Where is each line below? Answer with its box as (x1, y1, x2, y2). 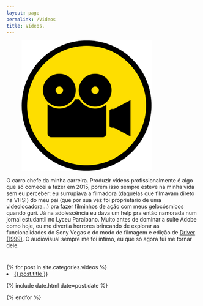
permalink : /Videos (6, 16, 56, 23)
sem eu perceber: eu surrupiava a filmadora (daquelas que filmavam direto (6, 190, 194, 197)
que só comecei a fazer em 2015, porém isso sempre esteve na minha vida (6, 184, 194, 191)
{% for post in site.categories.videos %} (6, 263, 108, 271)
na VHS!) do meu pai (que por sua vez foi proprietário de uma (6, 196, 162, 204)
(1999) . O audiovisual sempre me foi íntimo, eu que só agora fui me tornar (6, 236, 193, 243)
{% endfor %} (6, 294, 42, 301)
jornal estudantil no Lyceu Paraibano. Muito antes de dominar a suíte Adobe (6, 216, 197, 223)
